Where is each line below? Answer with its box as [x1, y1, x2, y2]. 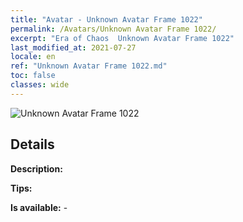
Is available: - [10, 201, 68, 213]
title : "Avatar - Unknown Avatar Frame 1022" [10, 14, 203, 25]
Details [10, 136, 55, 153]
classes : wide [10, 80, 70, 90]
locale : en [10, 52, 56, 62]
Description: [10, 162, 63, 175]
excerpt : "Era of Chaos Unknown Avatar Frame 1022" [10, 33, 235, 43]
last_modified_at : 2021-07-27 [10, 42, 137, 53]
